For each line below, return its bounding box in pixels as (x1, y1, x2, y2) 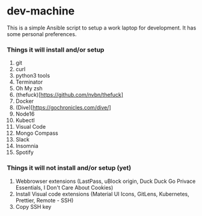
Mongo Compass (15, 129, 59, 137)
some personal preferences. (7, 30, 77, 37)
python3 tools (15, 72, 50, 79)
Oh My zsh (15, 85, 43, 92)
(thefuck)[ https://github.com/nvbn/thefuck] (15, 91, 124, 99)
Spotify (15, 149, 34, 156)
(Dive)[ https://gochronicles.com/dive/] (15, 104, 111, 111)
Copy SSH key (15, 203, 52, 210)
